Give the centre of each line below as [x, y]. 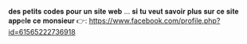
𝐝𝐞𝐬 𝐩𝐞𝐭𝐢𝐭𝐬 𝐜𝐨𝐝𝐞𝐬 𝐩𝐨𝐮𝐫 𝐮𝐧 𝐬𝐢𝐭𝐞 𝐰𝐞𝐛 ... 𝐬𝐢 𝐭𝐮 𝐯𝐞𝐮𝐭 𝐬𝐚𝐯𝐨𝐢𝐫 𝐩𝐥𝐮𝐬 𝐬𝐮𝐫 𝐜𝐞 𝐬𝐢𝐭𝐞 [123, 11]
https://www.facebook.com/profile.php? [155, 20]
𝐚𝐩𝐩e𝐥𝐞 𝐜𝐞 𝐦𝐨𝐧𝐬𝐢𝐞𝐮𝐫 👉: [48, 20]
